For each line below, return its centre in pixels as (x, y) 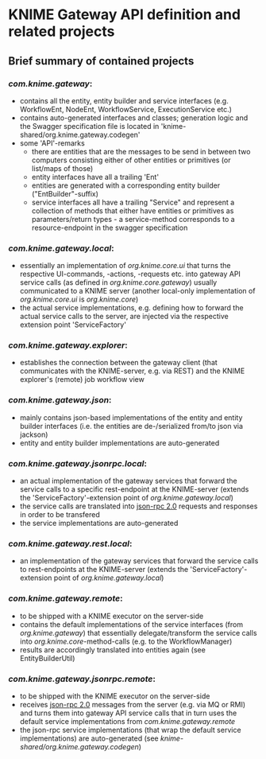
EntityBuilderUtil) (47, 658)
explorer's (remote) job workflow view (82, 379)
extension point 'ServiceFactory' (73, 325)
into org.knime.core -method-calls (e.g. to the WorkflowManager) (126, 641)
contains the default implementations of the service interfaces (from (131, 624)
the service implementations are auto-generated (99, 524)
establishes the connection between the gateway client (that (119, 363)
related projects (62, 31)
